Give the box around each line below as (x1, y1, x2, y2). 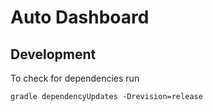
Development (10, 46, 97, 63)
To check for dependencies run (10, 72, 140, 84)
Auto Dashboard (10, 6, 150, 29)
